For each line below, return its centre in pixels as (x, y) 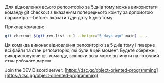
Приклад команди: (24, 27)
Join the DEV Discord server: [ (36, 70)
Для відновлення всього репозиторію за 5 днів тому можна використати (81, 7)
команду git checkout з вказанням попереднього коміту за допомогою (79, 12)
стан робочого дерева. (29, 61)
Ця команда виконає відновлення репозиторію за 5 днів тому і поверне (80, 45)
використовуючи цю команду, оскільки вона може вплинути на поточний (82, 55)
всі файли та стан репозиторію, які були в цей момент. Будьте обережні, (81, 50)
